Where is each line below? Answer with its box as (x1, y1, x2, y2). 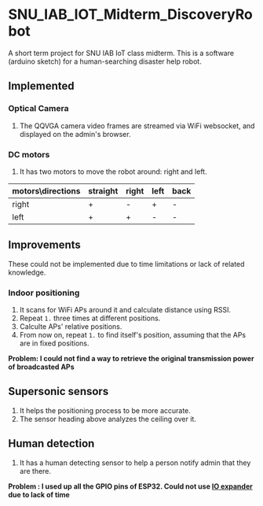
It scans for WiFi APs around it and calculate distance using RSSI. (19, 305, 232, 315)
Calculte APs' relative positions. (19, 322, 122, 331)
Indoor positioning (8, 287, 80, 298)
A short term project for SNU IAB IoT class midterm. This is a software (8, 48, 234, 57)
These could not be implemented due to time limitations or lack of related (8, 259, 245, 268)
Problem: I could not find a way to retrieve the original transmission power (8, 354, 254, 364)
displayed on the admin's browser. (19, 129, 131, 139)
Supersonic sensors (8, 385, 109, 398)
